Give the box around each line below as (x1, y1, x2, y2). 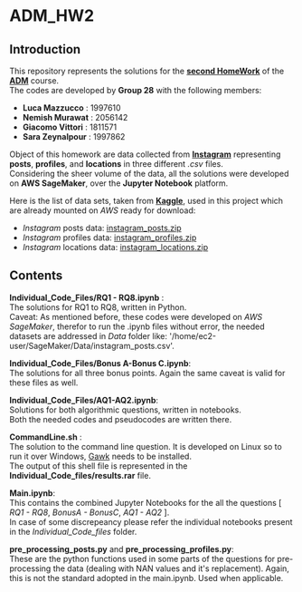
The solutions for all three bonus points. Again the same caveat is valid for (9, 367, 286, 378)
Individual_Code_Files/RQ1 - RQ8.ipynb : (9, 292, 165, 303)
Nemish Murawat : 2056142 (22, 112, 128, 122)
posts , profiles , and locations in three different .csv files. (9, 159, 223, 169)
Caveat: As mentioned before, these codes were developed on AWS (9, 311, 263, 322)
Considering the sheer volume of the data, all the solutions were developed (9, 169, 289, 179)
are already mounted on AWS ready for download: (9, 205, 196, 216)
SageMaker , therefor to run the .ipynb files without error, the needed (9, 321, 265, 332)
